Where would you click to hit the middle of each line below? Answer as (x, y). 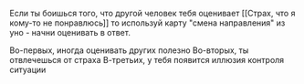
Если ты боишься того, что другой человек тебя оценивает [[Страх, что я (152, 13)
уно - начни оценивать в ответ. (70, 32)
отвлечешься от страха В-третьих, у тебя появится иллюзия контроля (147, 60)
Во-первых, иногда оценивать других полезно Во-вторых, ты (129, 50)
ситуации (28, 69)
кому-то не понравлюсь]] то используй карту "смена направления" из (147, 23)
